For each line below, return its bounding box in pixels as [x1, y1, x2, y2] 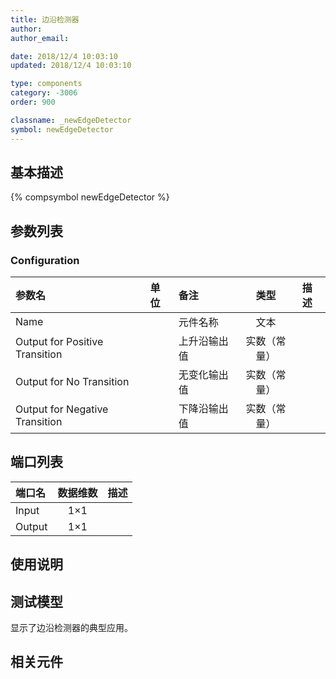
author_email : [10, 33, 70, 43]
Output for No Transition [15, 375, 130, 388]
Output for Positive [15, 335, 104, 348]
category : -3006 [10, 88, 78, 98]
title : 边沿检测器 [10, 14, 80, 25]
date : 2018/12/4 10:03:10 [10, 51, 118, 61]
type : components [10, 79, 83, 89]
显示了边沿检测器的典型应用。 [10, 622, 133, 634]
